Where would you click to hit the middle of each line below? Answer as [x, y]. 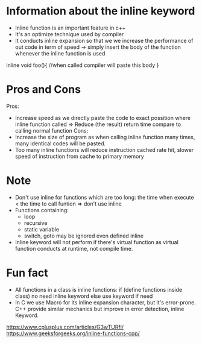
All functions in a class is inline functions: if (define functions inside [99, 289]
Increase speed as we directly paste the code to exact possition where [103, 118]
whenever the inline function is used [60, 53]
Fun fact [27, 273]
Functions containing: [42, 210]
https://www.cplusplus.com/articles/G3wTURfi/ [65, 327]
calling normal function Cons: [52, 130]
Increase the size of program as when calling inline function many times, [105, 137]
